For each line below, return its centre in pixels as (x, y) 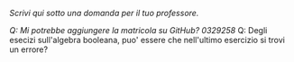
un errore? (28, 49)
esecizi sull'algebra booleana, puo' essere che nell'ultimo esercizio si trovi (147, 40)
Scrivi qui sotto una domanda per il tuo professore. (104, 13)
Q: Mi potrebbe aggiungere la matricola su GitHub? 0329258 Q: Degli (138, 30)
